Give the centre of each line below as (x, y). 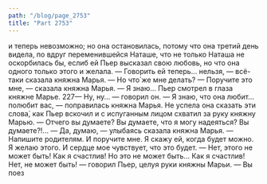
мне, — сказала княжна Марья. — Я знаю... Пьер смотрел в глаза (121, 88)
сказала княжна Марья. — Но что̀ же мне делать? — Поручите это (139, 80)
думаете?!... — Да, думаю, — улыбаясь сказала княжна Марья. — (121, 130)
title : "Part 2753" (41, 23)
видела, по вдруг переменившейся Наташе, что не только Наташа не (126, 54)
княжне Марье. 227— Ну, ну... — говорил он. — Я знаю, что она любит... (132, 96)
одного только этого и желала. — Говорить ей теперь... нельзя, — (121, 71)
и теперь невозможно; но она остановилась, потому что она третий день (133, 45)
